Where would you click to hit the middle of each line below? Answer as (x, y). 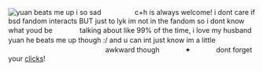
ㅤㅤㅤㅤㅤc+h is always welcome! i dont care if (179, 12)
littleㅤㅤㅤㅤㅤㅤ (228, 40)
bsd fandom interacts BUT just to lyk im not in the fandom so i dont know (126, 21)
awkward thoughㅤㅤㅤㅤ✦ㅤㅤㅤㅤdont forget (179, 50)
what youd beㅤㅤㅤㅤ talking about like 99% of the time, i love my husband (130, 30)
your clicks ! (27, 59)
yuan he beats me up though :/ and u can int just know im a (104, 40)
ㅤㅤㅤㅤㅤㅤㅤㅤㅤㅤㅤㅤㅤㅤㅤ (56, 50)
